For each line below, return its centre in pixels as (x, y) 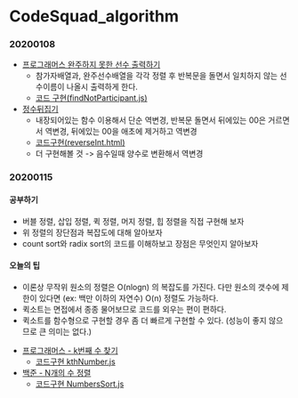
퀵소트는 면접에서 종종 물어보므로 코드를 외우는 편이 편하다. (124, 309)
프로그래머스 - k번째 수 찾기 (70, 350)
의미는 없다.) (70, 331)
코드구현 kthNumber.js (75, 361)
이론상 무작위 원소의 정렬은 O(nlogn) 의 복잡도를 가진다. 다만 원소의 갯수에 (151, 287)
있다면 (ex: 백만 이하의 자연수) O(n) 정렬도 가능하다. (129, 298)
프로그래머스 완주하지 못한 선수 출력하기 (91, 65)
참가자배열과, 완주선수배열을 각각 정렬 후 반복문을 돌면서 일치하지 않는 (157, 76)
